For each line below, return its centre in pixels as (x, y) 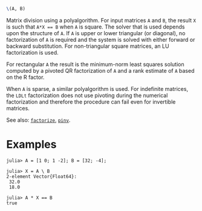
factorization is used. (32, 52)
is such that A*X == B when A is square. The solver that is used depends (96, 27)
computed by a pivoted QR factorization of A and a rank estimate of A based (100, 70)
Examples (31, 145)
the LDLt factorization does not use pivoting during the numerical (87, 95)
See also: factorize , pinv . (38, 120)
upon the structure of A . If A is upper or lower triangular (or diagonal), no (96, 33)
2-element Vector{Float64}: (42, 176)
